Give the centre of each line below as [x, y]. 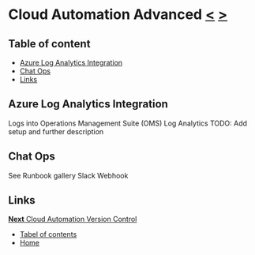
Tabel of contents [48, 234]
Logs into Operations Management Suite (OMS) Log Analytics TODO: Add [127, 123]
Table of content [49, 44]
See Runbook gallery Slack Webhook [68, 175]
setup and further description [56, 131]
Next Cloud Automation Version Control [73, 219]
